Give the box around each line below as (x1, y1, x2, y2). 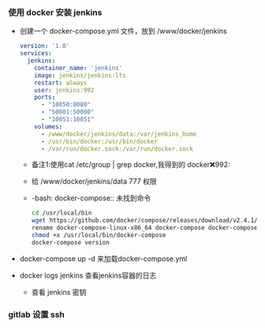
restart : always (34, 79, 88, 87)
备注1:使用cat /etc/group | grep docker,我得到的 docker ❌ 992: (31, 160, 230, 170)
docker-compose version (31, 238, 110, 246)
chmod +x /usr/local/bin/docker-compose (31, 231, 166, 240)
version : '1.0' (19, 42, 70, 50)
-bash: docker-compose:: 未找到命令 (31, 193, 151, 203)
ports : (34, 93, 56, 102)
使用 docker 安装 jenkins (8, 6, 103, 17)
